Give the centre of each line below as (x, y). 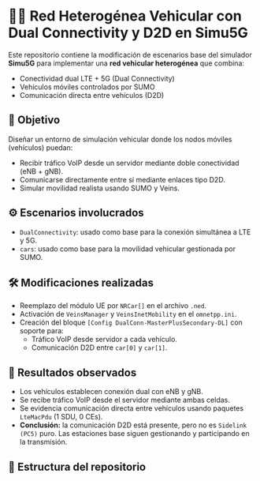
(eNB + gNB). (41, 171)
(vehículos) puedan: (41, 147)
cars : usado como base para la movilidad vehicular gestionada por (128, 249)
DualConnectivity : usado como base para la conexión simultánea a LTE (135, 231)
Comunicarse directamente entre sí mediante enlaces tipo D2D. (123, 179)
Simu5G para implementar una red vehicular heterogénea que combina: (126, 63)
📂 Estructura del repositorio (77, 466)
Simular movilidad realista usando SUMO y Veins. (99, 188)
